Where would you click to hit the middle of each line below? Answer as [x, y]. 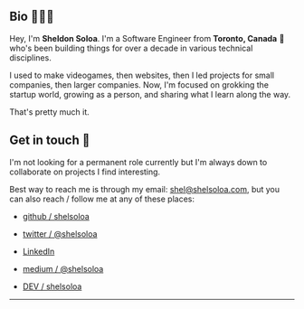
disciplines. [30, 57]
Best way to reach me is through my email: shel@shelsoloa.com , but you [145, 189]
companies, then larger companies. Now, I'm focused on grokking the [139, 84]
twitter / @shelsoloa [60, 234]
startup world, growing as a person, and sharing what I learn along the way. [150, 94]
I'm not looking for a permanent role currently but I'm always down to [138, 162]
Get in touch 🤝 [50, 140]
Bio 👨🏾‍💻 [32, 17]
